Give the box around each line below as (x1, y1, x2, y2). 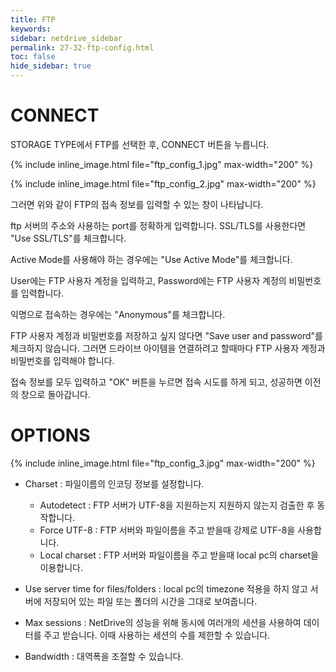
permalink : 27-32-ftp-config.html (10, 42, 155, 53)
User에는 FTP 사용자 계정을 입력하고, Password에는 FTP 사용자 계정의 (10, 274, 287, 286)
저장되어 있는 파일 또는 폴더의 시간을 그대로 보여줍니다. (43, 595, 258, 607)
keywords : (10, 24, 52, 34)
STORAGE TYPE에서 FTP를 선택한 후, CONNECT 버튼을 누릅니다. (10, 138, 270, 150)
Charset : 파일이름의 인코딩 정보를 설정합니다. (24, 477, 205, 490)
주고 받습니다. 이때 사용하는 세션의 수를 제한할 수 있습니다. (43, 629, 271, 641)
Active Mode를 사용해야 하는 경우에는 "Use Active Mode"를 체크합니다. (10, 253, 293, 265)
